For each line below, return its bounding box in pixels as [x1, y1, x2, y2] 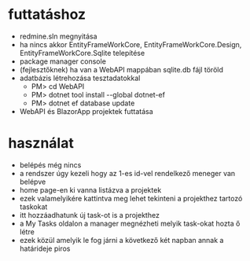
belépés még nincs [19, 160, 82, 170]
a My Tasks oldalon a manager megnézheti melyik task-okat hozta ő [19, 219, 241, 228]
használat [8, 134, 75, 153]
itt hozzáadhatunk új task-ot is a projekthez [19, 210, 160, 219]
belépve [19, 177, 46, 186]
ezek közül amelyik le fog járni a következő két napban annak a [19, 235, 224, 244]
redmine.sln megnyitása [19, 31, 97, 41]
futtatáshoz [8, 6, 86, 24]
